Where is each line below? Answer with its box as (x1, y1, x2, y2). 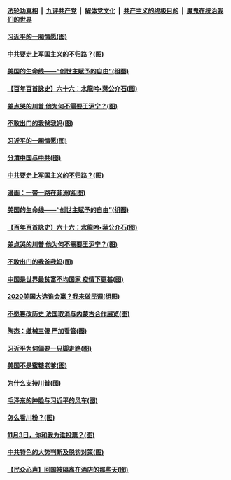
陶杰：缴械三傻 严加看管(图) (7, 327, 87, 335)
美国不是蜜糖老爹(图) (7, 361, 68, 370)
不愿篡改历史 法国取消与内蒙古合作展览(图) (7, 309, 130, 318)
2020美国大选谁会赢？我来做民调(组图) (7, 292, 120, 301)
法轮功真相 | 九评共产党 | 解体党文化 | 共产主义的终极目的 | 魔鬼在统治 (7, 6, 218, 15)
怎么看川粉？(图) (7, 414, 55, 422)
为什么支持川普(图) (7, 379, 62, 388)
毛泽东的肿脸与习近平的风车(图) (7, 396, 98, 404)
